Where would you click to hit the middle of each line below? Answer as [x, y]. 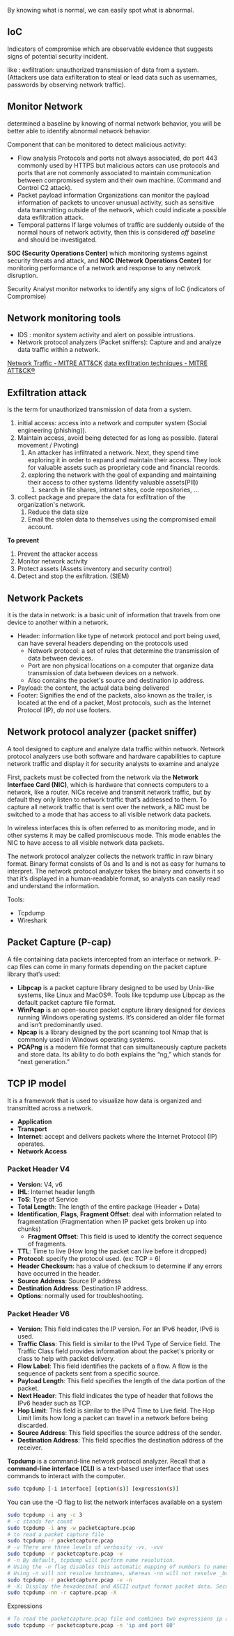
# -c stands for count [40, 1521]
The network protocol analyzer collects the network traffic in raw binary [110, 856]
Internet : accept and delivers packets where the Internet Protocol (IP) [117, 1136]
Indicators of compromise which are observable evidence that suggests [110, 49]
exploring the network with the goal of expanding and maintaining [122, 475]
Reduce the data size [58, 512]
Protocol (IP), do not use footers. [64, 710]
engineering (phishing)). [52, 430]
